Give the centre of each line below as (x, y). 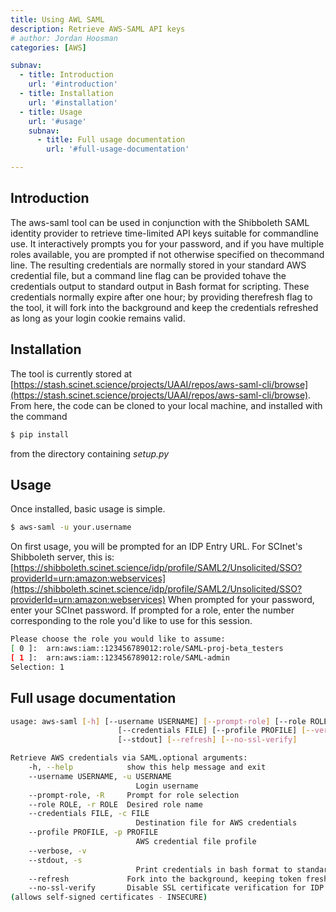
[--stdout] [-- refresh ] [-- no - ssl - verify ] (207, 740)
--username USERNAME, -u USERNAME (100, 776)
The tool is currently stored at (71, 373)
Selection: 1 (37, 667)
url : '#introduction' (73, 84)
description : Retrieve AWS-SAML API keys (98, 29)
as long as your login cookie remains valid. (98, 318)
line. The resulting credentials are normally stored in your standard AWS (158, 265)
